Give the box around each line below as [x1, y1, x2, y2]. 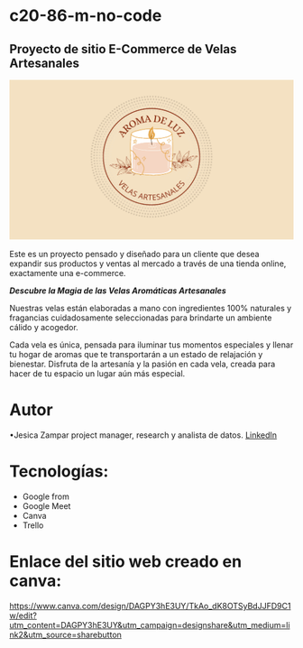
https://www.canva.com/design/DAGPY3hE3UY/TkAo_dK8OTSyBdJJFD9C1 [9, 600, 291, 611]
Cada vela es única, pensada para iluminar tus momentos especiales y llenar [9, 339, 294, 350]
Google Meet [22, 500, 71, 511]
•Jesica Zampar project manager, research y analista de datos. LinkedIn [9, 430, 278, 440]
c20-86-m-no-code [9, 5, 162, 26]
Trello [22, 520, 44, 531]
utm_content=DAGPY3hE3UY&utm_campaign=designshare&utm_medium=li [9, 619, 290, 630]
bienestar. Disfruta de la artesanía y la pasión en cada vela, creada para [9, 358, 276, 369]
